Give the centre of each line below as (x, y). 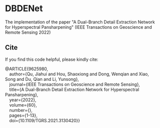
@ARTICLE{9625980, (27, 69)
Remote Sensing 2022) (28, 32)
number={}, (21, 110)
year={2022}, (23, 100)
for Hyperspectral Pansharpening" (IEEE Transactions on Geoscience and (79, 27)
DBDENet (24, 9)
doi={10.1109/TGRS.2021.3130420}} (45, 120)
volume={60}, (23, 105)
